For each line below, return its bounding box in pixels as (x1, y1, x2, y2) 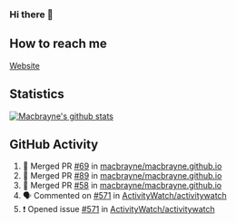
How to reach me (9, 36, 107, 52)
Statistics (9, 86, 65, 102)
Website (9, 60, 41, 71)
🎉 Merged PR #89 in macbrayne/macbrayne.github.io (22, 170, 222, 181)
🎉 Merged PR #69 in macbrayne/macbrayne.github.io (22, 160, 222, 171)
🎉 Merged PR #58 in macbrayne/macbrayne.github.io (22, 180, 222, 191)
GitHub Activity (9, 136, 99, 152)
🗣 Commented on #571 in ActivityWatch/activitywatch (22, 190, 227, 201)
